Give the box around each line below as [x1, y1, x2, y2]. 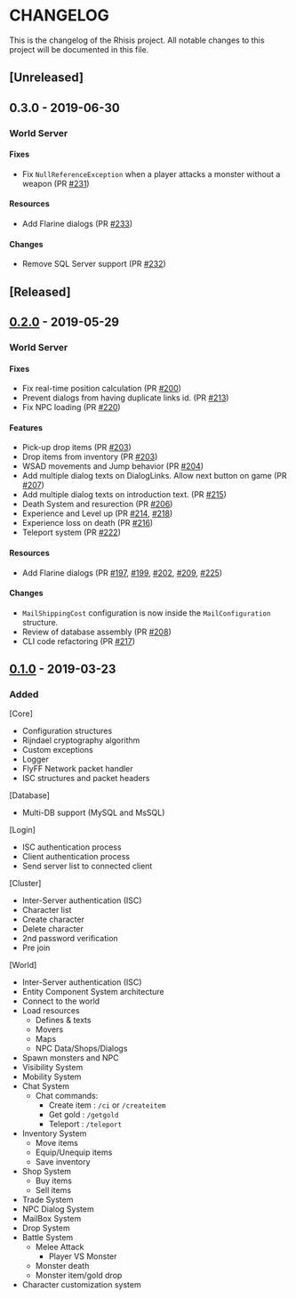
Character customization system [21, 1279, 141, 1290]
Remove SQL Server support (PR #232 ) [21, 259, 166, 270]
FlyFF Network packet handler [21, 763, 133, 774]
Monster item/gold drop [35, 1270, 123, 1281]
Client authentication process [21, 851, 131, 862]
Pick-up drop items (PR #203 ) [21, 442, 132, 453]
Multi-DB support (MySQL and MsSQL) [21, 807, 165, 819]
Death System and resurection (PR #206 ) [21, 499, 173, 510]
